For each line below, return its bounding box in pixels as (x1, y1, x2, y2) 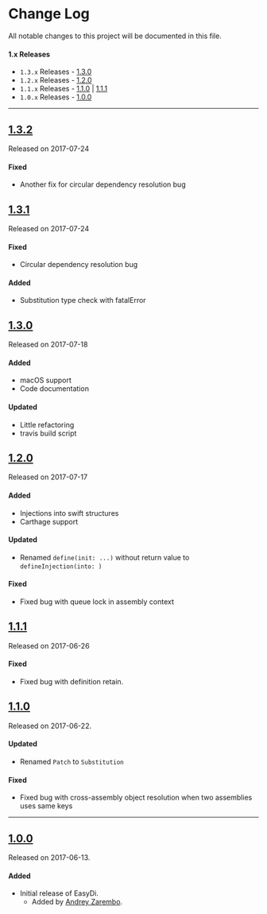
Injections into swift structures (19, 508, 119, 517)
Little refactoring (19, 420, 75, 429)
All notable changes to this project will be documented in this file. (8, 31, 222, 41)
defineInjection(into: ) (19, 562, 103, 571)
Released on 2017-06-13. (8, 853, 91, 862)
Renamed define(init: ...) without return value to (19, 552, 190, 562)
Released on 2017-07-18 (8, 339, 88, 350)
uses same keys (19, 801, 73, 811)
